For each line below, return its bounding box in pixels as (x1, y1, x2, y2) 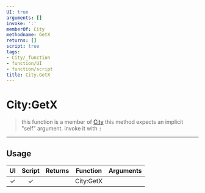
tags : (6, 49, 20, 55)
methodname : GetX (6, 32, 51, 38)
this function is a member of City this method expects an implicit (21, 118, 184, 126)
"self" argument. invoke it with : (21, 125, 102, 132)
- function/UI (6, 60, 43, 66)
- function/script (6, 66, 53, 72)
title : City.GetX (6, 72, 51, 78)
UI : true (6, 9, 29, 15)
